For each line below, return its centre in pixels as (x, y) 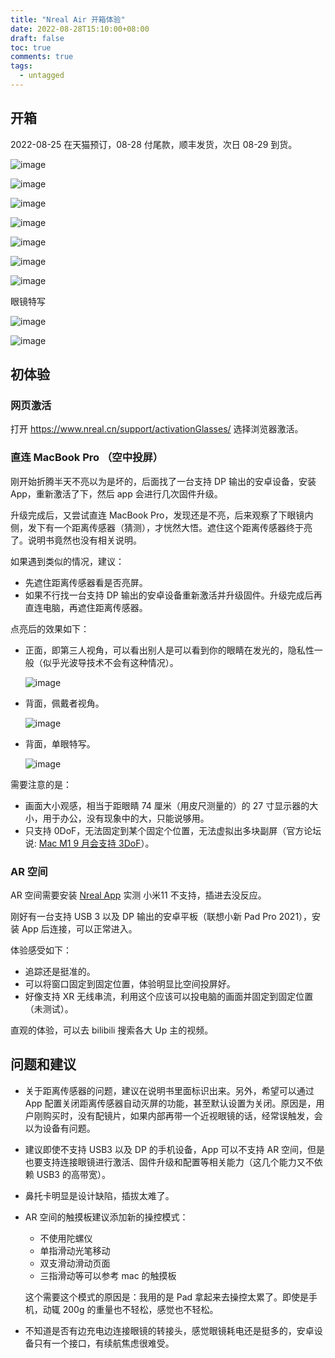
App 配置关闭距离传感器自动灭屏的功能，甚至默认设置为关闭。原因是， (170, 1103)
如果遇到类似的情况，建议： (67, 561)
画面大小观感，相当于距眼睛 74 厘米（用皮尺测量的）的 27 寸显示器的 (167, 805)
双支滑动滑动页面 (75, 1263)
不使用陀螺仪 (66, 1238)
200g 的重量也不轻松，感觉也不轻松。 (140, 1309)
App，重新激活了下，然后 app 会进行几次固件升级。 (116, 493)
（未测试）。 (49, 1008)
